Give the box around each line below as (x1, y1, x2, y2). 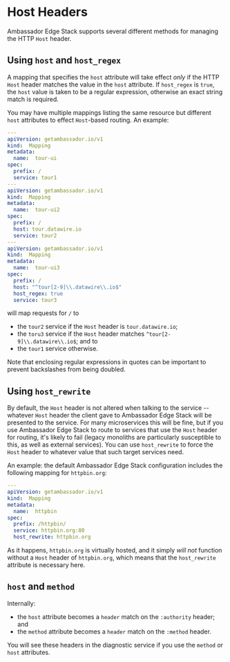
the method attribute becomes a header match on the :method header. (17, 627, 212, 636)
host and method (7, 581, 75, 593)
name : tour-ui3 (13, 265, 60, 271)
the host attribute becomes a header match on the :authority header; (17, 612, 215, 620)
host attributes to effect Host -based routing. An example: (7, 116, 169, 124)
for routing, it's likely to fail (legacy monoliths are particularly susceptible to (7, 433, 222, 442)
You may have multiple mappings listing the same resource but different (7, 108, 212, 116)
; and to (75, 337, 98, 346)
